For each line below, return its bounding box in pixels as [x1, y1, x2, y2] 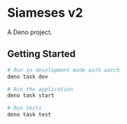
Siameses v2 [7, 5, 84, 21]
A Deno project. [7, 28, 52, 36]
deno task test [7, 111, 52, 118]
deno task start [7, 92, 54, 99]
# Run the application [7, 86, 73, 93]
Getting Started [7, 48, 76, 60]
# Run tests [7, 104, 42, 112]
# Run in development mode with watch [7, 66, 120, 74]
